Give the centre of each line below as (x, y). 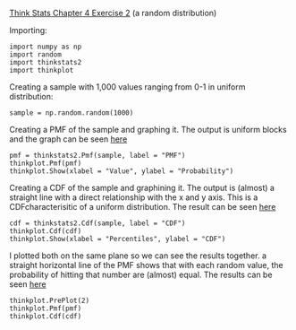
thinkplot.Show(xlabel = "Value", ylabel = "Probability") (122, 171)
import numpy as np (46, 47)
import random (36, 55)
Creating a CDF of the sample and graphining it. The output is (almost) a (142, 188)
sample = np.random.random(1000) (72, 113)
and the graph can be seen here (68, 139)
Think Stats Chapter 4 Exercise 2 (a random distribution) (113, 13)
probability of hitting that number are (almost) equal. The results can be (141, 274)
